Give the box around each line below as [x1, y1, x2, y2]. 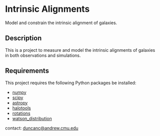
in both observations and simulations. [5, 52, 81, 58]
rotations [12, 110, 30, 116]
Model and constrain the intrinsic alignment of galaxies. [5, 20, 117, 26]
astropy [12, 100, 28, 105]
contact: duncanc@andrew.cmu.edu [5, 125, 79, 131]
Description [5, 34, 42, 42]
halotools [12, 105, 31, 111]
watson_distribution [12, 115, 53, 121]
